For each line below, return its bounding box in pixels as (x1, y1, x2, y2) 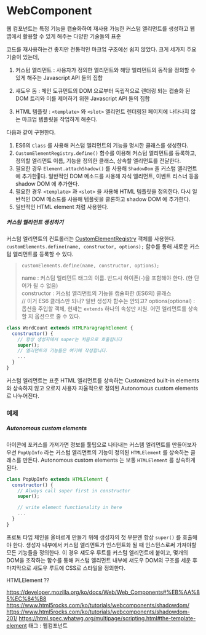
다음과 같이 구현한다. (6, 128, 56, 136)
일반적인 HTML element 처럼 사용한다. (15, 203, 109, 210)
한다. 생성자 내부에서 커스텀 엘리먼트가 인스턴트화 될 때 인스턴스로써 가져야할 (12, 541, 197, 548)
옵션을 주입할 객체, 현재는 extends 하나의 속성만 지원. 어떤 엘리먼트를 (21, 305, 187, 312)
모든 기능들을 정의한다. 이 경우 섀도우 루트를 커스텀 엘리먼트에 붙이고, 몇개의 (6, 548, 189, 556)
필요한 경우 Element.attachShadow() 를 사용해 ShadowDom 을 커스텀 (15, 164, 176, 172)
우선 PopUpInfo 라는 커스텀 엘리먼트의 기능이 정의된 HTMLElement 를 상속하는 (6, 448, 189, 456)
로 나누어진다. (6, 392, 40, 400)
